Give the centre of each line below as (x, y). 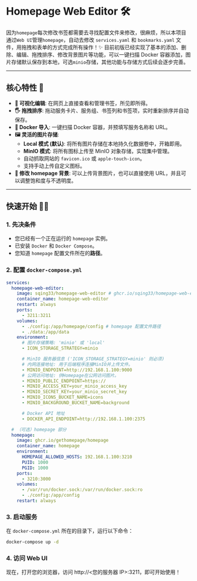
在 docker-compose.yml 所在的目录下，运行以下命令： (70, 531)
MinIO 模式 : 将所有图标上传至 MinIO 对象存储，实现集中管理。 (98, 151)
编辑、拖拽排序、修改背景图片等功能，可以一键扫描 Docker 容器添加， (101, 54)
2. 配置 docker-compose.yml (44, 270)
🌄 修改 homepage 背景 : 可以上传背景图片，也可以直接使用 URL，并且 (98, 173)
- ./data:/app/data (45, 332)
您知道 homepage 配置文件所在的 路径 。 (60, 253)
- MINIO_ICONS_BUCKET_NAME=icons (62, 397)
